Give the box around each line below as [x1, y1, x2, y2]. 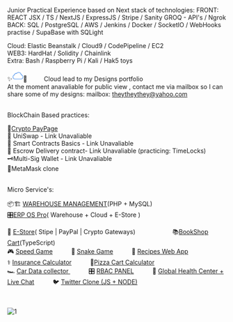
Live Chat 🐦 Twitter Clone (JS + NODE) [7, 278, 138, 286]
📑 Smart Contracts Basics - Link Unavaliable [7, 139, 134, 147]
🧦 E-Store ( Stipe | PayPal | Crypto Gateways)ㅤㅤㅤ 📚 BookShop [7, 228, 209, 236]
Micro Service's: [7, 185, 54, 194]
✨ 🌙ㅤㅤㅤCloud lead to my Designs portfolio [7, 75, 144, 83]
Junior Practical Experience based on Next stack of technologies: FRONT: [7, 6, 219, 14]
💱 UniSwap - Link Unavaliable [7, 132, 93, 140]
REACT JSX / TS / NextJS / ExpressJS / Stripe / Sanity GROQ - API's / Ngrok [7, 13, 226, 22]
